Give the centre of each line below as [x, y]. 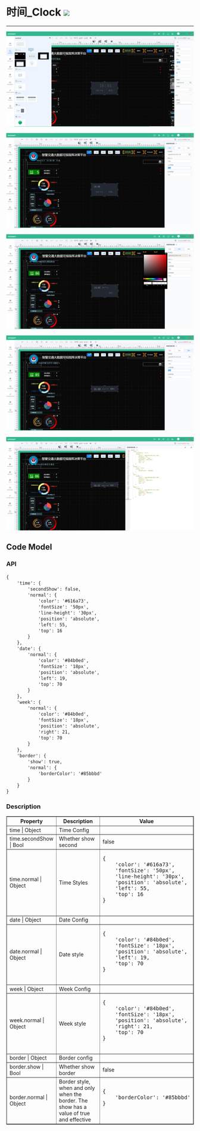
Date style [71, 955]
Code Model [29, 547]
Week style [72, 1023]
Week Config [75, 989]
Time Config [74, 830]
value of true [74, 1113]
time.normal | [26, 879]
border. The [73, 1100]
